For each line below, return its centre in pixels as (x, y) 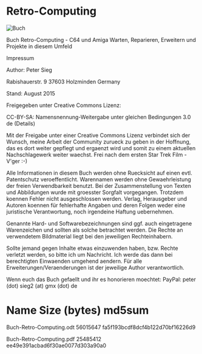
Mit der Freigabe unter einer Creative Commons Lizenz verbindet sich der (98, 135)
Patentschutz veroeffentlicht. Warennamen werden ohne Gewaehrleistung (99, 179)
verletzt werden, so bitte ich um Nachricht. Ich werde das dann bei (89, 254)
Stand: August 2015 (31, 93)
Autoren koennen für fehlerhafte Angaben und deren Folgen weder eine (96, 205)
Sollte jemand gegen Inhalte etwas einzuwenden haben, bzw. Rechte (92, 248)
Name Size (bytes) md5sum (78, 311)
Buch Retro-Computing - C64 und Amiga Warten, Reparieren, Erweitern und (101, 40)
